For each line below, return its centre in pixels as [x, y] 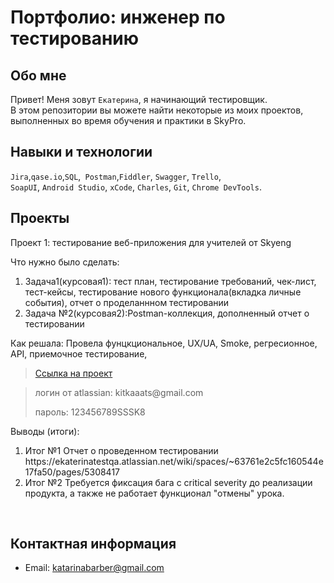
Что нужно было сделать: [65, 262]
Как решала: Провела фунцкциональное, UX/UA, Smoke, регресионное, [164, 343]
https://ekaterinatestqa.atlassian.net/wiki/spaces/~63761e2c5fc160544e [174, 461]
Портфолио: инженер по [118, 17]
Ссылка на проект [73, 373]
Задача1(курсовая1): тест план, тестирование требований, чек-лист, [170, 281]
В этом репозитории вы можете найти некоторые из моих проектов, [157, 110]
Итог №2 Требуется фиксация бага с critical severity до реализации [168, 482]
